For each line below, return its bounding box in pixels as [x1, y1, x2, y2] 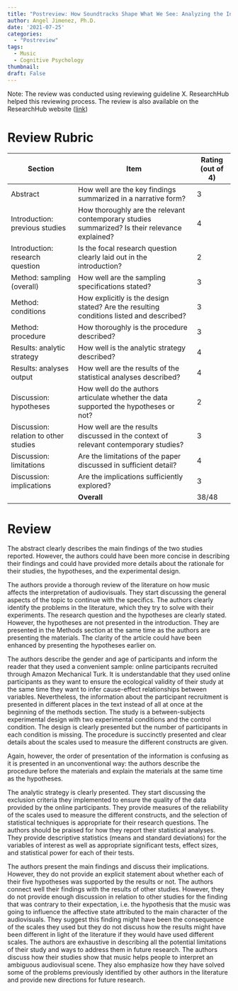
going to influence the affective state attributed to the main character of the [7, 908, 228, 916]
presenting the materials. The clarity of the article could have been [7, 633, 202, 642]
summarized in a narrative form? [77, 193, 186, 203]
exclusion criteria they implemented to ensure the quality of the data [7, 796, 207, 804]
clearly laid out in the [77, 252, 147, 262]
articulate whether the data [77, 392, 168, 402]
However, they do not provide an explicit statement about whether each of [7, 870, 225, 879]
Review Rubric [7, 129, 94, 146]
